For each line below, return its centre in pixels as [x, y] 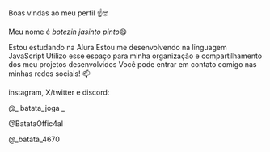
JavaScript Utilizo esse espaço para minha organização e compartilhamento [135, 56]
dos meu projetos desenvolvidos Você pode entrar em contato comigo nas [133, 64]
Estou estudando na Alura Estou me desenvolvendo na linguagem [118, 47]
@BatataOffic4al [36, 124]
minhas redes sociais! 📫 [49, 74]
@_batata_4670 [34, 139]
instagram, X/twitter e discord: [59, 92]
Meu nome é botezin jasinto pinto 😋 [68, 32]
